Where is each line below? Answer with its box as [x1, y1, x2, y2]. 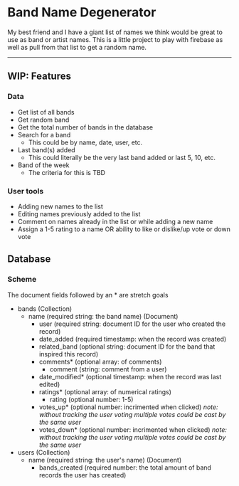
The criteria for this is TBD [28, 168, 105, 176]
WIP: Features [7, 70, 71, 83]
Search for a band [17, 130, 71, 139]
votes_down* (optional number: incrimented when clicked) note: [38, 425, 228, 434]
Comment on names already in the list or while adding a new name [17, 217, 213, 226]
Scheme [7, 275, 37, 285]
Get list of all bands [17, 107, 75, 116]
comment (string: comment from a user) [49, 364, 167, 374]
